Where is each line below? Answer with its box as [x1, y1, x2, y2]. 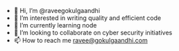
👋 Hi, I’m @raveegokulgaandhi [13, 7, 101, 14]
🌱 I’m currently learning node [13, 21, 97, 29]
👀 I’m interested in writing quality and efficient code [13, 14, 162, 22]
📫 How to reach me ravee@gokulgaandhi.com [13, 37, 148, 44]
